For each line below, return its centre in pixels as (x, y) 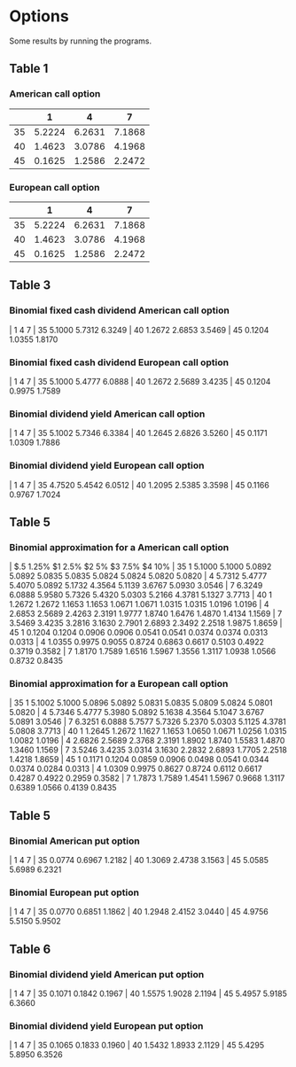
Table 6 (30, 949)
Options (39, 16)
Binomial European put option (74, 892)
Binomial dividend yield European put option (106, 1026)
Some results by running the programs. (81, 41)
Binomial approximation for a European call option (119, 684)
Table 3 (30, 285)
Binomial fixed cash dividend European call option (119, 362)
